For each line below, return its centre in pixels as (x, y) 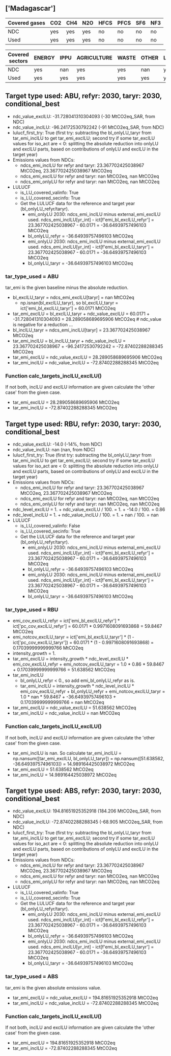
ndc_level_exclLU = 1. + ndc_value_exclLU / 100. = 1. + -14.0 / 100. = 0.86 (89, 510)
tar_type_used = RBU (32, 609)
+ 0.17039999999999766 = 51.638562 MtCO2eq (64, 670)
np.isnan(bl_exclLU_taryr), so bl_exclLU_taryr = (69, 303)
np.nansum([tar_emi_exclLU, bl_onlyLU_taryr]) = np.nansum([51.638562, (88, 758)
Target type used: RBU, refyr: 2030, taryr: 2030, (83, 424)
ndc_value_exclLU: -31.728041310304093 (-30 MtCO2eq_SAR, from (84, 116)
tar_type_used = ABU (32, 276)
